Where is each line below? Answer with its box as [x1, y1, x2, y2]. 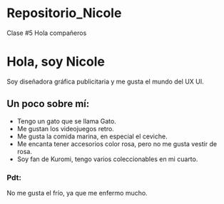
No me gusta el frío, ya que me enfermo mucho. [6, 188, 148, 197]
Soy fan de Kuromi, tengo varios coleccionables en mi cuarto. [16, 155, 198, 163]
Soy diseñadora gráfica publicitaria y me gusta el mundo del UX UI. [6, 77, 204, 86]
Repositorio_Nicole [6, 5, 122, 21]
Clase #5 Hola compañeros [6, 29, 87, 37]
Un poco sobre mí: [6, 98, 90, 110]
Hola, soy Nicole [6, 53, 105, 70]
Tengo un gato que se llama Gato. [16, 116, 117, 126]
